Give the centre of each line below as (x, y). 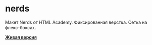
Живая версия (21, 37)
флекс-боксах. (21, 27)
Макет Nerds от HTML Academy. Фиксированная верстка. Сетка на (76, 22)
